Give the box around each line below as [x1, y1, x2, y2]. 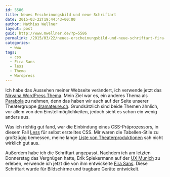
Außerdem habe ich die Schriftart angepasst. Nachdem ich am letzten [5, 150, 151, 156]
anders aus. [5, 114, 30, 120]
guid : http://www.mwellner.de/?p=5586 [5, 31, 87, 36]
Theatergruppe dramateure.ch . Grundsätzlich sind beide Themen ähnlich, [5, 103, 159, 109]
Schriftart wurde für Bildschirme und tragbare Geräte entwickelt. [5, 165, 140, 172]
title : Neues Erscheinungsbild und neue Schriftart [5, 12, 116, 17]
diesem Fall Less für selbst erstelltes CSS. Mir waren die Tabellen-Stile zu [5, 129, 159, 135]
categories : [5, 40, 30, 46]
